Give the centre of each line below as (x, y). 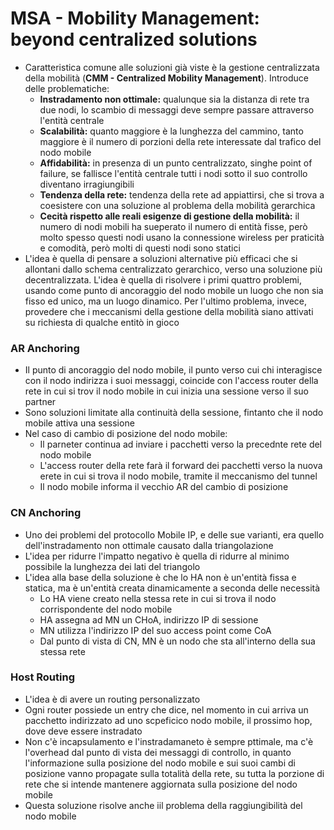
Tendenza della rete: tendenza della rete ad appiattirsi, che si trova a (182, 194)
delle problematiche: (67, 88)
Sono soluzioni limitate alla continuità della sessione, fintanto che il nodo (174, 413)
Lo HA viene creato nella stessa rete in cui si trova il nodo (158, 598)
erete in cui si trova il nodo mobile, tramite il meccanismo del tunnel (178, 476)
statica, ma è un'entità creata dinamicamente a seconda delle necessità (172, 588)
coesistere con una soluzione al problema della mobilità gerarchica (177, 205)
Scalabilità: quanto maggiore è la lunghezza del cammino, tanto (171, 131)
